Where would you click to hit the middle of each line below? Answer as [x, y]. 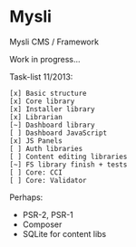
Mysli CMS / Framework [54, 42]
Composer [42, 224]
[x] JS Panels [36, 141]
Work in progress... [45, 59]
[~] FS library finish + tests [68, 165]
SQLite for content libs [64, 233]
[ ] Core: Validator [49, 180]
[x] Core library [42, 101]
